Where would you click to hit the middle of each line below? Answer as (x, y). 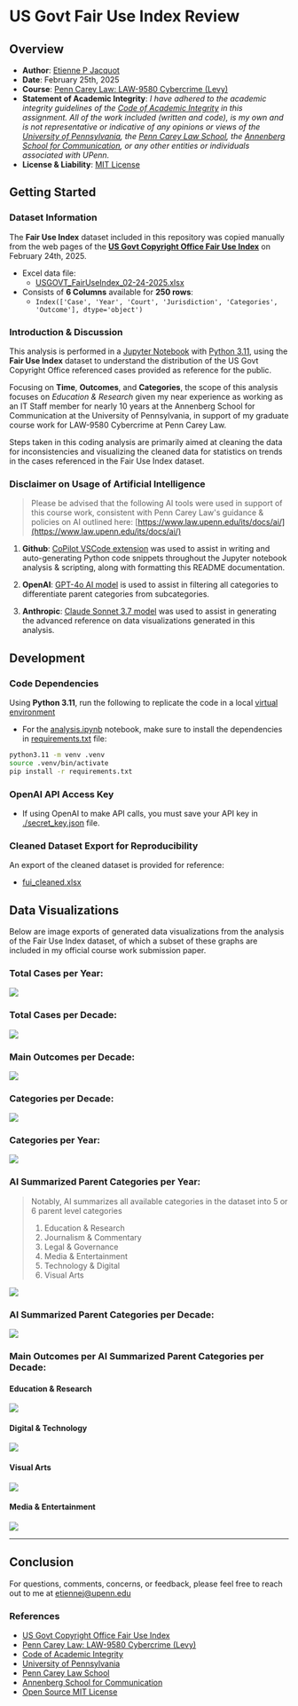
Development (47, 658)
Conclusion (42, 1562)
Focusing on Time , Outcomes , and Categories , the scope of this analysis (144, 387)
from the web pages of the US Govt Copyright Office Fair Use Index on (140, 247)
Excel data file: (49, 273)
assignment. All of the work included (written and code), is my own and (153, 117)
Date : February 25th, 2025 (71, 80)
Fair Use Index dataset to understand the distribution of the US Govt (134, 360)
